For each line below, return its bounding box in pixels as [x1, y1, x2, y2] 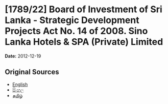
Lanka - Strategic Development [5, 14, 139, 26]
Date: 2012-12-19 [5, 53, 41, 59]
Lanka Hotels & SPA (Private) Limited [5, 36, 163, 48]
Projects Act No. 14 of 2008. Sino [5, 25, 148, 37]
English [12, 81, 28, 87]
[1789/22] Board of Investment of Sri [5, 4, 163, 15]
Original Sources [5, 68, 59, 76]
